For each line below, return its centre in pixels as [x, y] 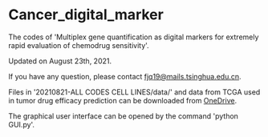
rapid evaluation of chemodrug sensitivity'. [79, 45]
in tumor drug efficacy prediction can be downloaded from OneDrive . [123, 100]
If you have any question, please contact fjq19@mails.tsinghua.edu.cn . [125, 76]
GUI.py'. [21, 124]
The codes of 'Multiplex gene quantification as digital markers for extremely [134, 37]
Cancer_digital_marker [86, 15]
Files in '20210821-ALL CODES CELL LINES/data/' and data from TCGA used [134, 92]
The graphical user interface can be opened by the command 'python [124, 116]
